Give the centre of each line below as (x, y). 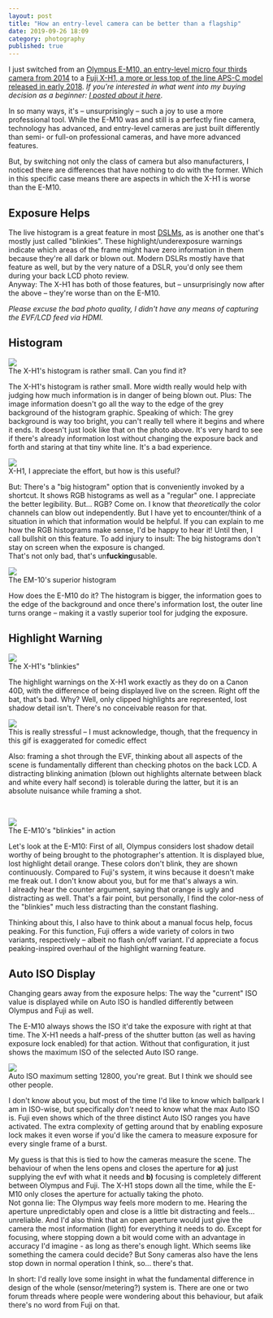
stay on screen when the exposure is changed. (87, 547)
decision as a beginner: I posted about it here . (86, 95)
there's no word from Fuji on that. (64, 1305)
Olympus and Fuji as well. (51, 1010)
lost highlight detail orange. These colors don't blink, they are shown (123, 863)
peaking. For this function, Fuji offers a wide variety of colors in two (121, 931)
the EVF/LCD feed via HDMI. (56, 317)
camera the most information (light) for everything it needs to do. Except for (135, 1229)
